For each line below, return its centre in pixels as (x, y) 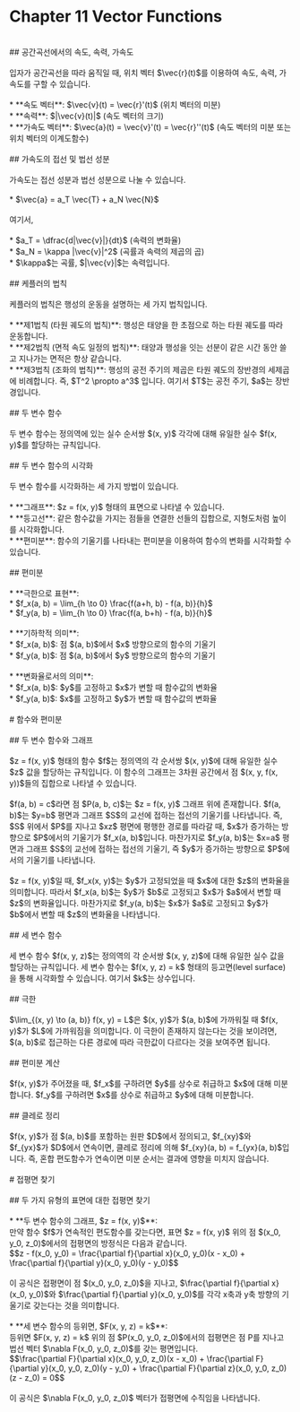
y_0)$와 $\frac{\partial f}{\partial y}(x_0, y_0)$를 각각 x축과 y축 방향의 (154, 1294)
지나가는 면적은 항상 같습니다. (70, 358)
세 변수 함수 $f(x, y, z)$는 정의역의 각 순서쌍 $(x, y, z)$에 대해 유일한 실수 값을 (147, 956)
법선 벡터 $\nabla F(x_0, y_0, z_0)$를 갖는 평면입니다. (104, 1348)
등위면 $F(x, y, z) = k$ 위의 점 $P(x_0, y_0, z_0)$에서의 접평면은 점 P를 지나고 (147, 1337)
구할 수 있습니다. (62, 83)
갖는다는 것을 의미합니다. (76, 1305)
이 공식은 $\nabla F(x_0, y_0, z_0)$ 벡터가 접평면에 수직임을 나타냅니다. (135, 1398)
